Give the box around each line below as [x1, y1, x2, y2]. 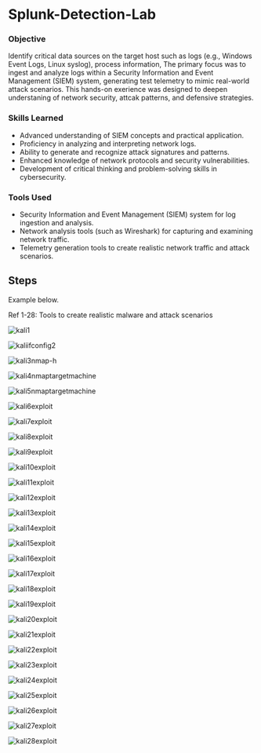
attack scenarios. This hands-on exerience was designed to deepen [8, 85, 228, 94]
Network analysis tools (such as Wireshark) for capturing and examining [19, 226, 253, 236]
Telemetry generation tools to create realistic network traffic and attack [19, 243, 250, 253]
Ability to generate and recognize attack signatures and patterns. [19, 147, 230, 156]
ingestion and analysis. [19, 218, 94, 228]
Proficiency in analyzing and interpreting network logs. [19, 139, 197, 148]
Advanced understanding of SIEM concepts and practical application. [19, 130, 245, 140]
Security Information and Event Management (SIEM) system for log [19, 210, 237, 219]
